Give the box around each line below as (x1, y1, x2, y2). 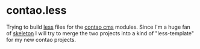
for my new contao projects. (6, 36, 77, 43)
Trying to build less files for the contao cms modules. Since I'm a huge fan (6, 23, 191, 30)
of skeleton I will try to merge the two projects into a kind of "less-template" (6, 29, 195, 36)
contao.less (6, 4, 67, 17)
